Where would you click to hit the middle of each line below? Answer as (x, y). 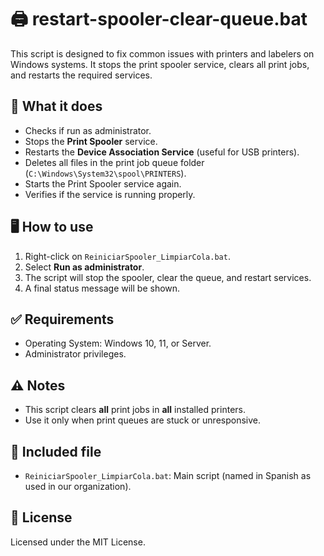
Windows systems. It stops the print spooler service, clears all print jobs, (160, 64)
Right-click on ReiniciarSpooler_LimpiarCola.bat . (127, 256)
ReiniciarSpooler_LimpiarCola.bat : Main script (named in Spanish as (168, 475)
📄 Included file (56, 451)
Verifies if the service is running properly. (110, 194)
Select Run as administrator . (84, 267)
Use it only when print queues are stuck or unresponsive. (143, 420)
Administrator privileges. (75, 354)
